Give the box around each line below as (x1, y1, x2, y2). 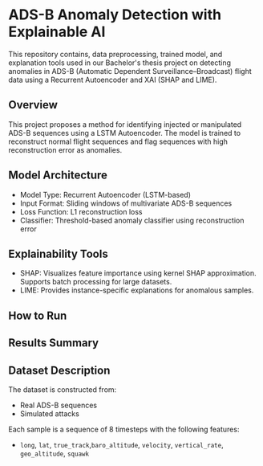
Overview (8, 98, 59, 112)
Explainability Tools (8, 247, 108, 260)
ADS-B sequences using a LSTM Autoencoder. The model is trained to (8, 128, 241, 137)
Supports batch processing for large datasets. (19, 277, 172, 287)
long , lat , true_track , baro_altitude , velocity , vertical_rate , (19, 439, 224, 449)
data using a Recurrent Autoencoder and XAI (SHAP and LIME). (8, 75, 217, 84)
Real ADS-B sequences (19, 400, 98, 410)
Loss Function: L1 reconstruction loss (19, 206, 143, 216)
